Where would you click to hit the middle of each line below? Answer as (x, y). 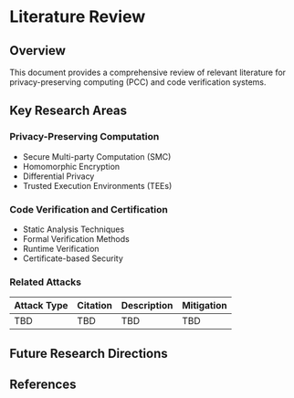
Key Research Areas (68, 111)
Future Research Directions (89, 353)
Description (147, 306)
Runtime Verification (61, 248)
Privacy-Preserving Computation (84, 137)
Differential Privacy (58, 176)
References (43, 385)
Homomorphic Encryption (71, 166)
